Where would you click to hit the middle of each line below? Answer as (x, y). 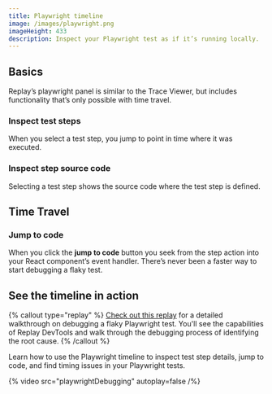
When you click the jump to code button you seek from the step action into (134, 252)
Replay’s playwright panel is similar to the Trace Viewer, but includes (123, 91)
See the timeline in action (74, 295)
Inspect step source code (60, 169)
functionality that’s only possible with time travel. (90, 100)
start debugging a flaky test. (56, 270)
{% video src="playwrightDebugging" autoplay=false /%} (105, 381)
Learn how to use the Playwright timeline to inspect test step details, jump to (136, 357)
